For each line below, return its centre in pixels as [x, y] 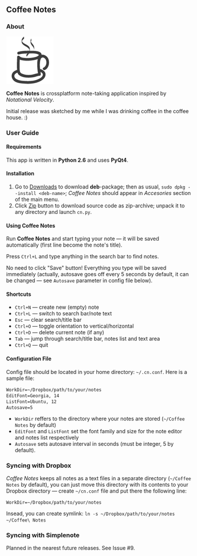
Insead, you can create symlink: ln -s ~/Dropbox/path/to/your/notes [91, 513]
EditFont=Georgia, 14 [33, 396]
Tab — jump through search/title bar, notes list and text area [87, 339]
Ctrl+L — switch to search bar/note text [63, 314]
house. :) [17, 117]
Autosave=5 [20, 408]
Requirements [24, 147]
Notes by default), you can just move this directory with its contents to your [97, 484]
